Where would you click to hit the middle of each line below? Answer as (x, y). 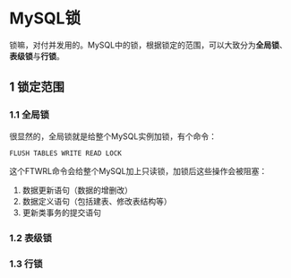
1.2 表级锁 (30, 238)
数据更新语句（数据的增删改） (77, 190)
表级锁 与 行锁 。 (37, 56)
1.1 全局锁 (30, 115)
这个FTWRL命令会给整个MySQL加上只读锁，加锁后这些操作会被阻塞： (138, 170)
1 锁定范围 (37, 87)
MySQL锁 (45, 18)
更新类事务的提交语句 (61, 213)
